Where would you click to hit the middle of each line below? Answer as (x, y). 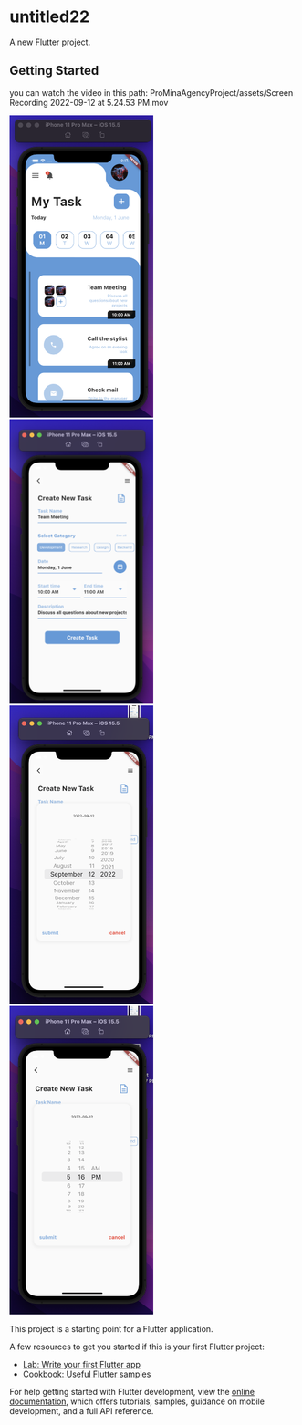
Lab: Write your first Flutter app (82, 1365)
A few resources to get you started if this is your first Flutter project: (137, 1347)
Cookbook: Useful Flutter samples (87, 1374)
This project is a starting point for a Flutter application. (111, 1329)
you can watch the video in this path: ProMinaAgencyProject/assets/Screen (151, 92)
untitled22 (50, 17)
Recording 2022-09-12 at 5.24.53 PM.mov (89, 102)
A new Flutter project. (50, 42)
